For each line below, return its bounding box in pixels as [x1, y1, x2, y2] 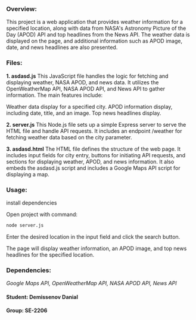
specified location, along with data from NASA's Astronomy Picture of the [6, 25, 186, 32]
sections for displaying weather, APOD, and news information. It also [6, 158, 175, 165]
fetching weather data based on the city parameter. [6, 133, 132, 141]
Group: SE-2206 [6, 307, 48, 314]
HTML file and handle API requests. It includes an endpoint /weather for [6, 127, 182, 135]
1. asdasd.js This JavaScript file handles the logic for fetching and [6, 72, 169, 80]
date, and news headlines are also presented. [6, 44, 118, 51]
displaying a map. [6, 170, 49, 178]
